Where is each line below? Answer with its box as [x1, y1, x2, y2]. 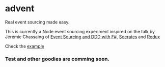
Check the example [5, 43, 44, 49]
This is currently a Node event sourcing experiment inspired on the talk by [5, 28, 155, 34]
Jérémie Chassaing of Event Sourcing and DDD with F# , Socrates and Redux [5, 34, 160, 40]
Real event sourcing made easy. [5, 19, 70, 25]
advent [5, 3, 34, 14]
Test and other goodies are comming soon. [5, 55, 110, 62]
